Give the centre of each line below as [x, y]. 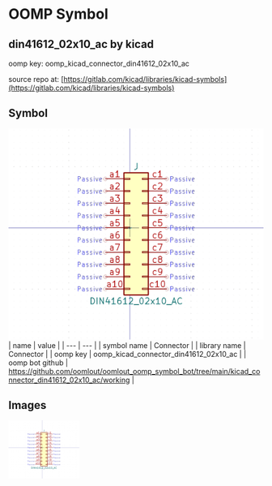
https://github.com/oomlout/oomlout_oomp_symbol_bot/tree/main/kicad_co [134, 371]
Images [28, 405]
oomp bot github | [38, 363]
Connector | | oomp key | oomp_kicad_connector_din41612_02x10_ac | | [127, 354]
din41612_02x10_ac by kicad [81, 44]
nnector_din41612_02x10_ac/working [69, 380]
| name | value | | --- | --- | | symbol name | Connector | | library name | [127, 345]
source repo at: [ [36, 79]
